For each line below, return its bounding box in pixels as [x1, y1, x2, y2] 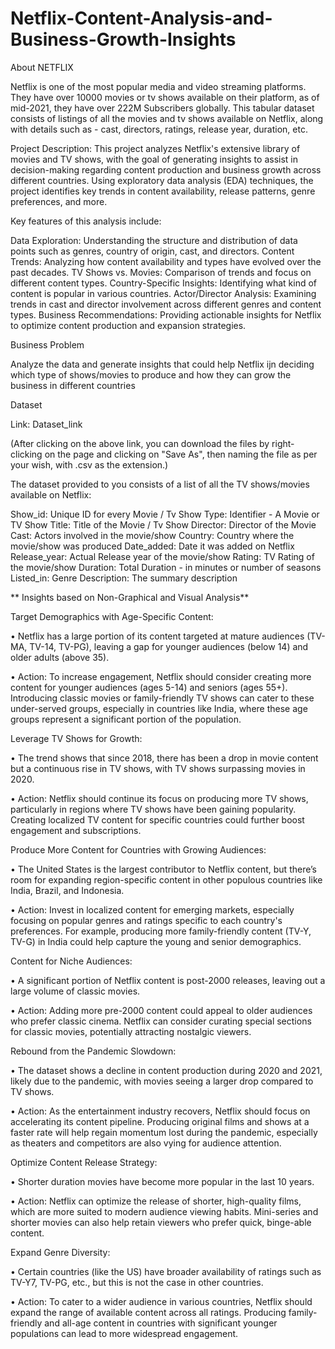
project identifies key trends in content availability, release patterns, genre [10, 185, 316, 197]
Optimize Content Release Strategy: [10, 1156, 158, 1168]
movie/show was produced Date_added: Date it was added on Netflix [10, 540, 295, 552]
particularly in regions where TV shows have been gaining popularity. [10, 803, 297, 815]
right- [271, 437, 295, 449]
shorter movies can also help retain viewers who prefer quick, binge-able [10, 1216, 312, 1228]
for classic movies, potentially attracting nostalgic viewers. [10, 1025, 252, 1037]
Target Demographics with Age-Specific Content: [10, 610, 214, 622]
